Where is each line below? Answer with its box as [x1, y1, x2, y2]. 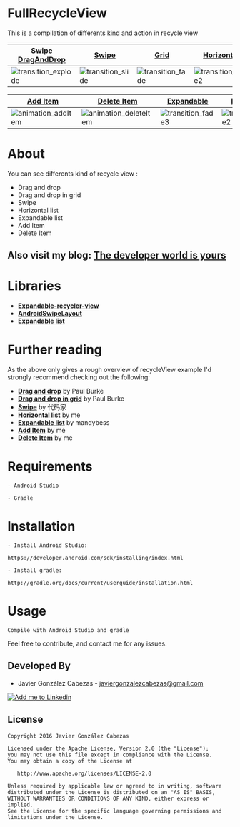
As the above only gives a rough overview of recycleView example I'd [7, 366, 212, 374]
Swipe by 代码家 [17, 403, 66, 411]
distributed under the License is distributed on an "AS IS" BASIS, [7, 788, 216, 796]
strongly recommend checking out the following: [7, 373, 150, 381]
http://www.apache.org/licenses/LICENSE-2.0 [16, 770, 152, 777]
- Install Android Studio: [7, 542, 88, 549]
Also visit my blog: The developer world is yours [7, 249, 226, 261]
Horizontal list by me [17, 411, 81, 419]
